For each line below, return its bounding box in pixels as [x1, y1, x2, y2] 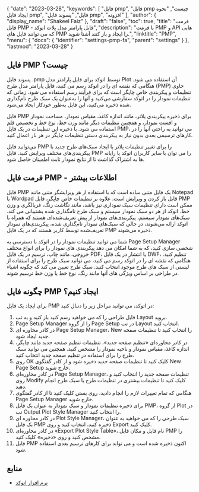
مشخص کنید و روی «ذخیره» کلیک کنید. [15, 433, 101, 441]
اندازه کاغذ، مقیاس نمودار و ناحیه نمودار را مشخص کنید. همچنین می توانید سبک [15, 345, 189, 353]
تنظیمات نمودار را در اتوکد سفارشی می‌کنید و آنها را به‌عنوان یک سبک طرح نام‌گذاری [7, 94, 191, 101]
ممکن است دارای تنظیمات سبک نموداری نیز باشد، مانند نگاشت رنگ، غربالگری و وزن [7, 201, 192, 208]
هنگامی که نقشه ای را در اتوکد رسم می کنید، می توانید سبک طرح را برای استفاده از [7, 256, 191, 264]
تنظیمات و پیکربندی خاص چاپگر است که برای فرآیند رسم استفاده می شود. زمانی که [7, 88, 192, 96]
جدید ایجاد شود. [15, 332, 50, 340]
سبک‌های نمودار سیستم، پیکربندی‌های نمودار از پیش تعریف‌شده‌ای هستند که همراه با [7, 214, 190, 221]
